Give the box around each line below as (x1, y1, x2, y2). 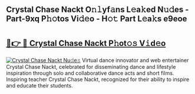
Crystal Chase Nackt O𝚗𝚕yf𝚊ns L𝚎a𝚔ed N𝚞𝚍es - (6, 5, 189, 15)
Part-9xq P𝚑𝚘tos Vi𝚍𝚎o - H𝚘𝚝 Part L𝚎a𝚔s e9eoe (6, 14, 187, 24)
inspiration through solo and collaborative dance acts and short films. (6, 70, 174, 76)
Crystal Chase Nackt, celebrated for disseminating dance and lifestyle (6, 63, 176, 70)
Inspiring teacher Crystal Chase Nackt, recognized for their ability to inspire (6, 76, 190, 83)
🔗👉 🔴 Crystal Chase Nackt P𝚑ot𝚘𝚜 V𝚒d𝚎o (6, 38, 166, 48)
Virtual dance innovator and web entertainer (81, 57, 189, 63)
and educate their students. (6, 82, 73, 89)
